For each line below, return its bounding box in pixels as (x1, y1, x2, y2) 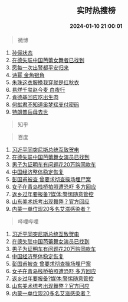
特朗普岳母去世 (11, 108, 48, 115)
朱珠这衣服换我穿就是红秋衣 (11, 79, 80, 86)
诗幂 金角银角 (11, 71, 45, 78)
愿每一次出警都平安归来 (11, 64, 69, 71)
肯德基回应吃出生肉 (11, 94, 59, 101)
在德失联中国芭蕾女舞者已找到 (11, 56, 84, 63)
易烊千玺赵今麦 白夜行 (11, 86, 65, 93)
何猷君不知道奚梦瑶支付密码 (11, 101, 80, 108)
